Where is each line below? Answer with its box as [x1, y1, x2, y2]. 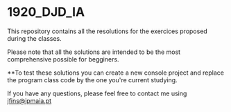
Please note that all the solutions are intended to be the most [7, 48, 181, 56]
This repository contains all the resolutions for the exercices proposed [7, 27, 208, 35]
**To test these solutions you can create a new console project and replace [7, 68, 224, 77]
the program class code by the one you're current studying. [7, 75, 178, 84]
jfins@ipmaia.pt [7, 96, 52, 104]
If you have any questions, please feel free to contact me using [7, 89, 187, 97]
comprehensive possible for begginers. [7, 55, 119, 63]
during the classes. [7, 34, 62, 42]
